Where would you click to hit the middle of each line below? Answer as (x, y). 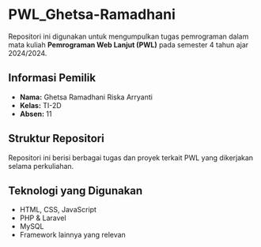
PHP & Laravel (43, 218)
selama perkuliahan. (41, 166)
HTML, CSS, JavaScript (58, 210)
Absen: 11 (36, 114)
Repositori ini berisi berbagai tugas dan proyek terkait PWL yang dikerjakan (131, 157)
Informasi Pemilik (52, 78)
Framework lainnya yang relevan (73, 235)
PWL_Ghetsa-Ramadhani (92, 15)
